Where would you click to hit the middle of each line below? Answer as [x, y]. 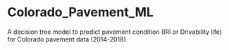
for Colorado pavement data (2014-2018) [67, 39]
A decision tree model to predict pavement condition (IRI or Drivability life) [115, 32]
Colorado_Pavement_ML [80, 12]
